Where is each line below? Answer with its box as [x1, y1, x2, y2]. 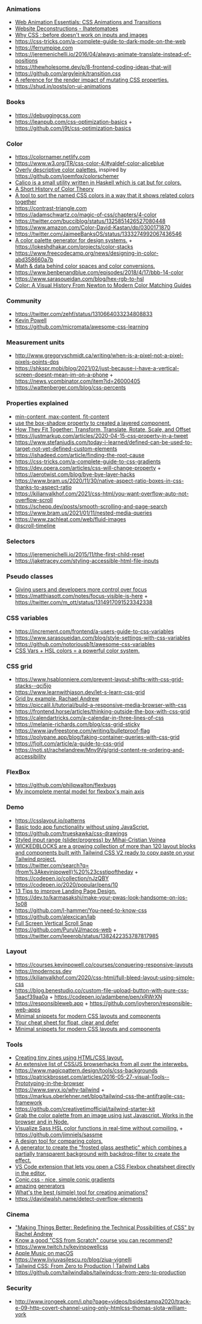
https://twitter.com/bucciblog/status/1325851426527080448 [14, 217, 166, 225]
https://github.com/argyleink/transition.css [14, 70, 121, 77]
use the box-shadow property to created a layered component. [14, 419, 171, 426]
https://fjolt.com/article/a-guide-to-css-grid [14, 739, 124, 747]
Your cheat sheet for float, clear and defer [14, 1018, 119, 1026]
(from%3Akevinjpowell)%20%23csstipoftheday [14, 868, 133, 875]
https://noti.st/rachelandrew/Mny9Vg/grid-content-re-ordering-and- [14, 746, 185, 753]
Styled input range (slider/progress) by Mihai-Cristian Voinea [14, 836, 166, 843]
